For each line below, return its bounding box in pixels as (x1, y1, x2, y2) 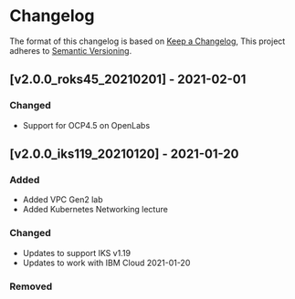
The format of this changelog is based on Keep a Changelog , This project (9, 36, 286, 46)
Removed (9, 280, 53, 293)
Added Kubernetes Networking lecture (22, 204, 169, 215)
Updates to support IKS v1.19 (22, 247, 131, 258)
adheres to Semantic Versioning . (9, 45, 132, 56)
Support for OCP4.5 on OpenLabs (22, 119, 151, 130)
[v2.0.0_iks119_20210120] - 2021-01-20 (9, 147, 239, 162)
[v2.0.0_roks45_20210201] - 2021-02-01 (9, 72, 247, 88)
